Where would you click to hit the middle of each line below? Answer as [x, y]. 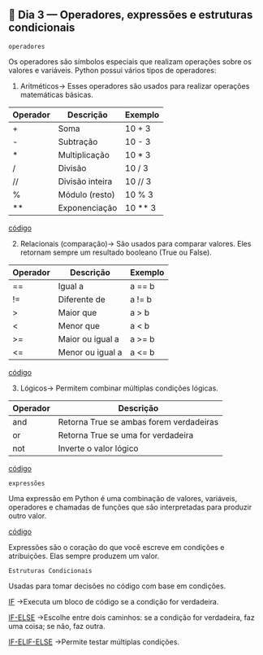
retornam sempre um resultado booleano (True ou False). [116, 252]
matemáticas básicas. [56, 94]
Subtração [78, 142]
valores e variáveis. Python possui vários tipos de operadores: [112, 70]
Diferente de [82, 299]
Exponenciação [88, 207]
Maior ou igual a [88, 338]
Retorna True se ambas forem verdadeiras [138, 421]
